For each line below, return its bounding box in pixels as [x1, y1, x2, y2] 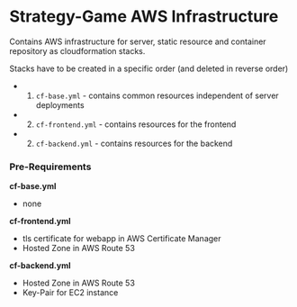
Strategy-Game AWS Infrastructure [9, 6, 279, 27]
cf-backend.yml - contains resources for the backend [35, 138, 233, 149]
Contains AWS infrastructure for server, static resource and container [9, 36, 267, 47]
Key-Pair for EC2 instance [22, 287, 119, 298]
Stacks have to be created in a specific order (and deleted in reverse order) [9, 63, 289, 74]
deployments [35, 99, 85, 110]
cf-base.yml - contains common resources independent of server [35, 90, 279, 101]
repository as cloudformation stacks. [9, 45, 146, 56]
